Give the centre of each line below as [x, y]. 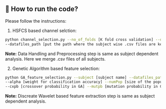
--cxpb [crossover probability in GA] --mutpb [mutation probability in [82, 87]
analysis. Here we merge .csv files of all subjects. [56, 59]
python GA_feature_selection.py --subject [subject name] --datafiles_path [85, 77]
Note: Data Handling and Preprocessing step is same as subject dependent [82, 54]
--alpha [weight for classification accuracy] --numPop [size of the [78, 82]
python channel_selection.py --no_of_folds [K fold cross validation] [79, 39]
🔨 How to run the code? [41, 9]
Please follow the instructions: [36, 21]
